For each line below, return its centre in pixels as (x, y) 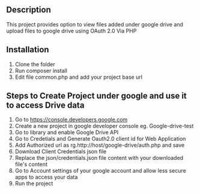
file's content (31, 164)
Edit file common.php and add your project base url (79, 77)
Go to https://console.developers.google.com (71, 120)
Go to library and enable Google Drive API (67, 132)
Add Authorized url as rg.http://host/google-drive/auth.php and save (100, 145)
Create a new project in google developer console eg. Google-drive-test (104, 126)
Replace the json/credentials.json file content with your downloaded (99, 158)
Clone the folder (35, 64)
